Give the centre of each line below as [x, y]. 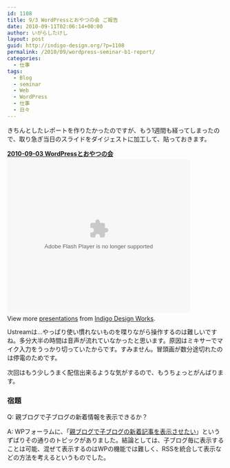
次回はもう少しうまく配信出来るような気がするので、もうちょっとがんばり [113, 372]
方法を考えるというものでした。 [64, 458]
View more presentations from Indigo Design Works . [81, 318]
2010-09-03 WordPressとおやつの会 [60, 153]
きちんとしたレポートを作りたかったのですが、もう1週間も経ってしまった [111, 130]
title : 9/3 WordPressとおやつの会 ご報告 [63, 20]
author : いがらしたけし [38, 33]
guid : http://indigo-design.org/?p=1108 [66, 46]
